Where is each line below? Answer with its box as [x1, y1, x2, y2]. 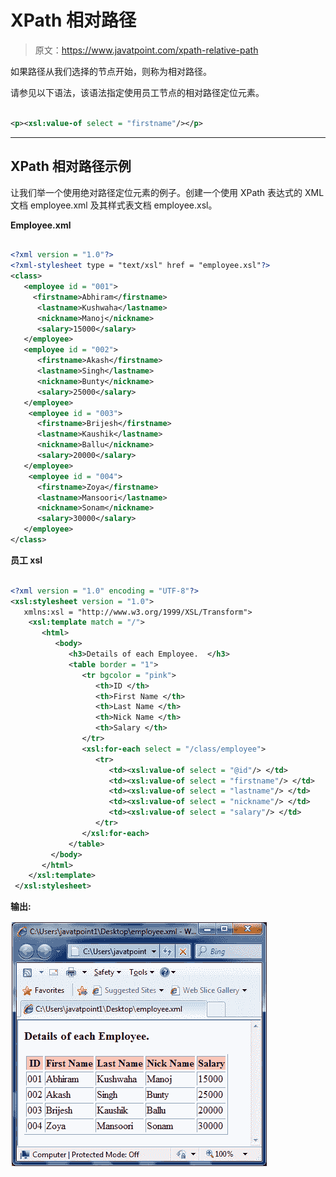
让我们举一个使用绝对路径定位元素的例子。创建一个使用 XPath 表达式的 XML [10, 186, 325, 198]
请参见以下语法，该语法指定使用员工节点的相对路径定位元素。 [10, 86, 265, 98]
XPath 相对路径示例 [10, 158, 132, 175]
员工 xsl [10, 554, 43, 566]
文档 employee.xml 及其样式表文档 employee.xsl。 [10, 199, 218, 211]
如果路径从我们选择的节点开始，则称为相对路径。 [10, 65, 212, 77]
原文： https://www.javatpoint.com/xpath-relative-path [34, 44, 259, 56]
